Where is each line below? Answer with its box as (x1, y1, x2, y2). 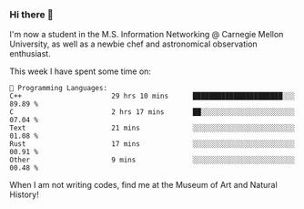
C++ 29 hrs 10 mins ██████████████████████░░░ (9, 91, 296, 101)
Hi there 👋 (9, 8, 55, 21)
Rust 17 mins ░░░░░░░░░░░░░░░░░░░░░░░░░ (9, 140, 296, 149)
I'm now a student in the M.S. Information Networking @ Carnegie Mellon (9, 29, 284, 40)
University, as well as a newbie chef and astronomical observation (9, 38, 258, 49)
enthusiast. (9, 48, 52, 59)
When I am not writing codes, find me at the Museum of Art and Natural (9, 180, 278, 191)
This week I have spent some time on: (9, 66, 152, 77)
